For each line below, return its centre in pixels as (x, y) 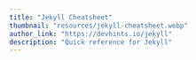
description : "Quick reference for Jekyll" (91, 42)
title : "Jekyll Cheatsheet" (61, 17)
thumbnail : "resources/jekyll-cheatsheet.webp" (99, 26)
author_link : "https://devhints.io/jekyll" (91, 34)
